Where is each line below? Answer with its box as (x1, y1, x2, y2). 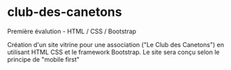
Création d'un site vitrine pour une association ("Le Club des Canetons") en (7, 40, 225, 49)
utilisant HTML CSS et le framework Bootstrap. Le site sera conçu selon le (7, 48, 220, 56)
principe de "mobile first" (7, 55, 80, 63)
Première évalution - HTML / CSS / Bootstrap (7, 27, 137, 35)
